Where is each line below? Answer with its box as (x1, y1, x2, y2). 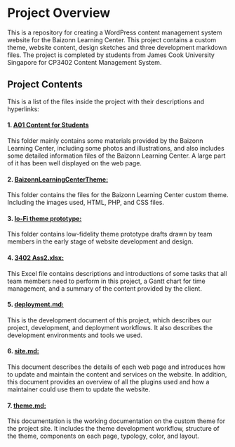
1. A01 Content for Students (7, 121, 89, 130)
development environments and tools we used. (7, 331, 142, 339)
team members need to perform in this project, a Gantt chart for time (7, 277, 206, 285)
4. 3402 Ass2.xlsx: (7, 253, 65, 262)
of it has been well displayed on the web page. (7, 158, 142, 167)
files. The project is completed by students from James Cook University (7, 51, 215, 59)
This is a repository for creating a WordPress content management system (7, 28, 222, 37)
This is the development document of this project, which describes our (7, 315, 212, 325)
